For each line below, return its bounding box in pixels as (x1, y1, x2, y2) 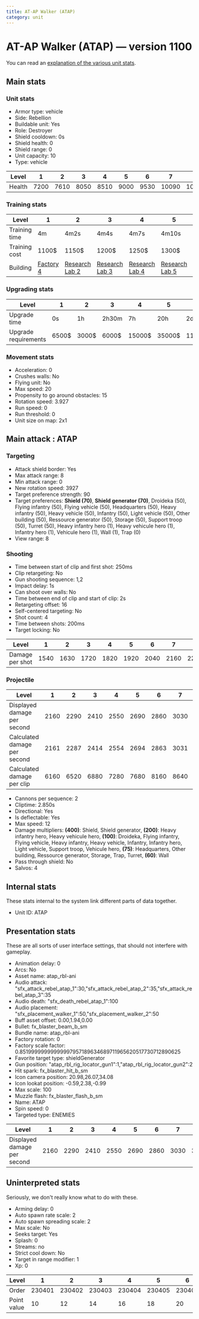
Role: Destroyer (14, 127, 53, 134)
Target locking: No (14, 626, 60, 633)
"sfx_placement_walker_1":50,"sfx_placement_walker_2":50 (14, 1010, 159, 1017)
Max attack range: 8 (14, 472, 64, 479)
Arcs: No (14, 966, 37, 973)
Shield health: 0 (14, 140, 53, 147)
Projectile (6, 676, 34, 684)
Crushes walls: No (14, 373, 60, 380)
